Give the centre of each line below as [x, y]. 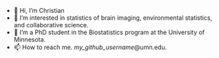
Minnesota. [30, 40]
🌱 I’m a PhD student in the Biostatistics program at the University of [109, 32]
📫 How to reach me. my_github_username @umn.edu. [90, 47]
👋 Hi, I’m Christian [39, 11]
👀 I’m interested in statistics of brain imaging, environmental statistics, [113, 18]
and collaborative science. [51, 25]
